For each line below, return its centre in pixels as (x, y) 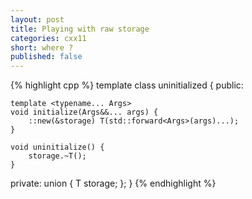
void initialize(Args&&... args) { (84, 112)
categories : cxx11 (48, 38)
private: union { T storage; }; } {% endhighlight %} (113, 183)
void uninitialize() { (57, 147)
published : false (46, 57)
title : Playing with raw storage (80, 29)
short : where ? (42, 47)
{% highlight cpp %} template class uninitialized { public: (127, 85)
